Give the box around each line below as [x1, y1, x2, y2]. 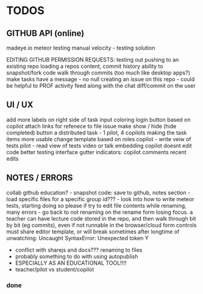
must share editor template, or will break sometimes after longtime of [6, 227, 180, 235]
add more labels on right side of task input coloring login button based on [6, 116, 191, 123]
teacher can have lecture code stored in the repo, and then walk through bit [6, 215, 196, 222]
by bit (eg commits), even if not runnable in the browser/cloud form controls [6, 221, 197, 229]
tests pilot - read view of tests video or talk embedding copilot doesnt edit [6, 142, 192, 149]
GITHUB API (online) [6, 28, 85, 39]
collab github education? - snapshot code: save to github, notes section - [6, 189, 191, 196]
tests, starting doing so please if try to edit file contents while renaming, [6, 202, 187, 209]
